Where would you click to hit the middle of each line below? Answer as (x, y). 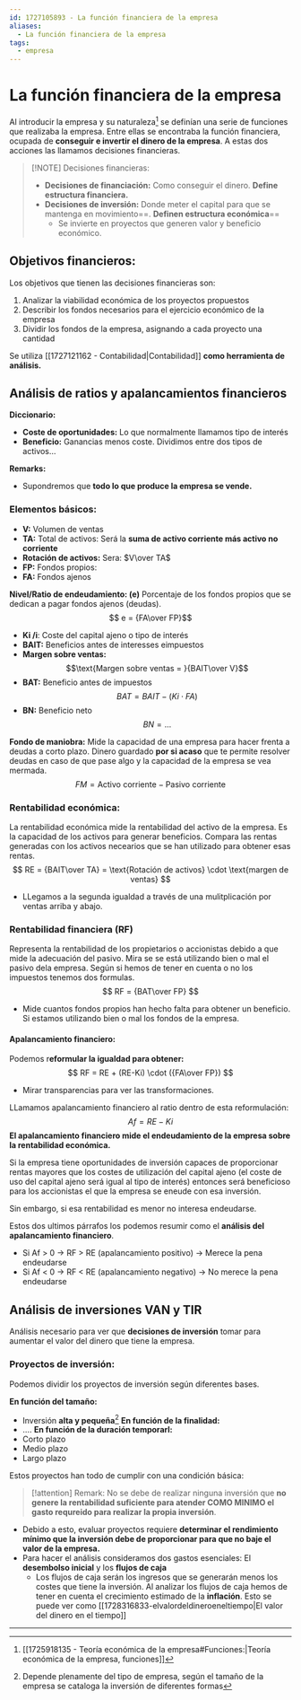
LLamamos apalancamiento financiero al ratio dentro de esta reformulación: (149, 1108)
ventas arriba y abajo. (62, 906)
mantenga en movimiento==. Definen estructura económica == (162, 214)
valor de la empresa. (61, 1548)
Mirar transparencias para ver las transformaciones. (118, 1091)
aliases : (26, 26)
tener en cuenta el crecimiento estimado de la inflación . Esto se (154, 1596)
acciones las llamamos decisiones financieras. (95, 150)
